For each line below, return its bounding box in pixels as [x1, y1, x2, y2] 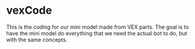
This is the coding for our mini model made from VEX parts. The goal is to [6, 23, 189, 30]
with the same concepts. [6, 36, 68, 43]
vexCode [6, 4, 53, 17]
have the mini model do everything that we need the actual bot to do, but [6, 29, 187, 36]
